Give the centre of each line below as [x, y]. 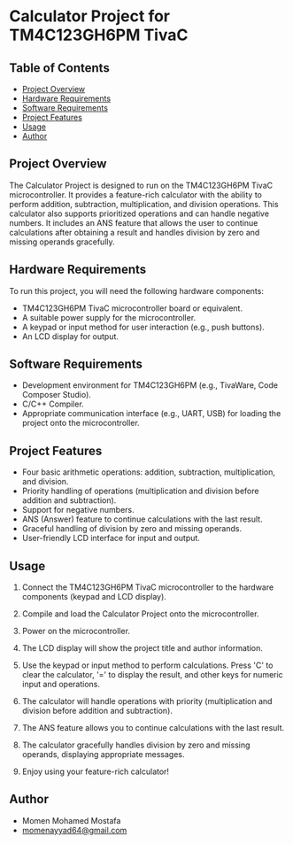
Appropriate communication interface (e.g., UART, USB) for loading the [151, 414]
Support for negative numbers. [78, 510]
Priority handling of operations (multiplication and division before [140, 491]
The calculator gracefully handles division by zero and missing [136, 745]
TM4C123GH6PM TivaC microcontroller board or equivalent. [132, 308]
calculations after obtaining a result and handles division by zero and [135, 232]
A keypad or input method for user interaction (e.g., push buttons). [143, 327]
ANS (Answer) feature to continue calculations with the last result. [142, 519]
